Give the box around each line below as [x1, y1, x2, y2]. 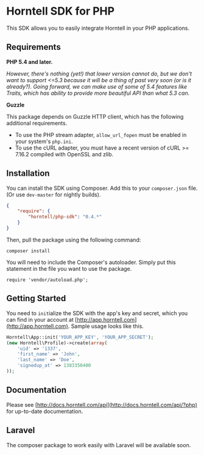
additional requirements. [6, 119, 68, 127]
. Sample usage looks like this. [68, 322, 144, 330]
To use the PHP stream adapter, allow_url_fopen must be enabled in [15, 131, 187, 138]
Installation [6, 168, 50, 179]
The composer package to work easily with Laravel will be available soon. [6, 441, 191, 448]
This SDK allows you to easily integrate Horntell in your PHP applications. [6, 24, 190, 32]
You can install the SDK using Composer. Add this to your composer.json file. [6, 184, 198, 192]
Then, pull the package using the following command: [6, 236, 141, 243]
